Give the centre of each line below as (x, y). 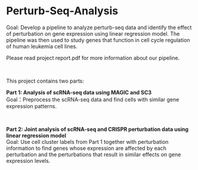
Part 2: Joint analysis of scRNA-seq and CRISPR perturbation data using (98, 129)
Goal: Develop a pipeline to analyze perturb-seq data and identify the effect (99, 27)
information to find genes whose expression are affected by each (86, 148)
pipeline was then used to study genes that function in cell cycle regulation (98, 40)
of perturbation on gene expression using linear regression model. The (93, 33)
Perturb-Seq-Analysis (62, 11)
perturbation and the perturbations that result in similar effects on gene (94, 154)
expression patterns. (31, 106)
